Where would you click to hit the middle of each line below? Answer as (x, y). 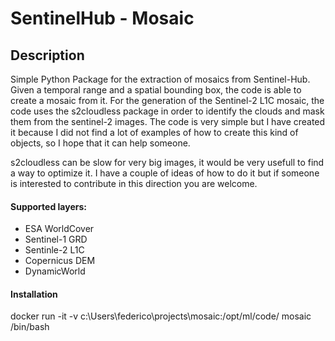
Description (47, 55)
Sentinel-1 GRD (56, 239)
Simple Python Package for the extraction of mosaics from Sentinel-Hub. (160, 79)
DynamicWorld (55, 271)
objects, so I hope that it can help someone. (100, 143)
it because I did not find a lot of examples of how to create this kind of (154, 132)
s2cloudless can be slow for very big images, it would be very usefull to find (167, 162)
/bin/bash (30, 327)
